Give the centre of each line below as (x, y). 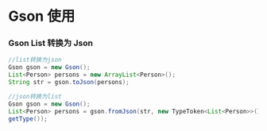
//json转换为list (35, 96)
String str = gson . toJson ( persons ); (69, 83)
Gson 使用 (42, 16)
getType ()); (28, 119)
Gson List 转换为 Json (51, 43)
